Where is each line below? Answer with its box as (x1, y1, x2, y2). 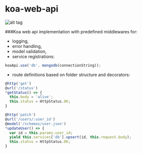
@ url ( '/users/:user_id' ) (5, 117, 55, 122)
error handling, (12, 43, 42, 49)
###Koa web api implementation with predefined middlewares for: (5, 29, 138, 34)
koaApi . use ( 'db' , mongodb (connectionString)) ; (5, 63, 101, 68)
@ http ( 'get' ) (5, 81, 32, 86)
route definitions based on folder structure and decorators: (12, 72, 130, 77)
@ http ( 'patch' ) (5, 112, 36, 117)
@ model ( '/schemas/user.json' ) (5, 121, 67, 126)
